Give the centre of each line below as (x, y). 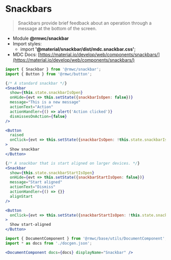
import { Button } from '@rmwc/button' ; (49, 74)
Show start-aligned (31, 225)
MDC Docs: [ (26, 55)
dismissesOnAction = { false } (38, 116)
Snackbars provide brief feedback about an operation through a (84, 23)
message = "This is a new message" (45, 102)
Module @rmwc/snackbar (41, 38)
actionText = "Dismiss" (33, 187)
